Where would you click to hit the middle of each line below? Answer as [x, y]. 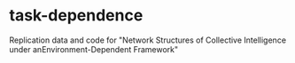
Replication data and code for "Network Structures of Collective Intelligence [147, 40]
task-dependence [76, 16]
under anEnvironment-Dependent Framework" [94, 49]
